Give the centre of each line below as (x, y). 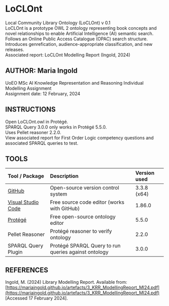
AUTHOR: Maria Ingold (41, 71)
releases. (15, 49)
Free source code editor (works (87, 202)
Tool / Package (26, 176)
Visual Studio (23, 202)
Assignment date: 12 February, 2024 (43, 93)
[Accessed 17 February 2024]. (36, 298)
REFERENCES (27, 270)
